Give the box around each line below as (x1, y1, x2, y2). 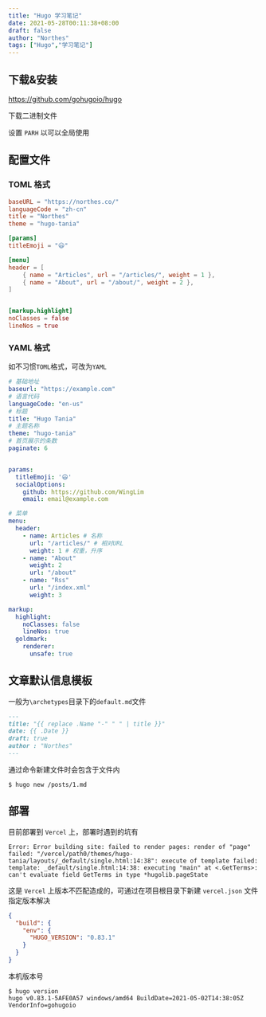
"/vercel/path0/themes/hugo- (37, 850, 134, 858)
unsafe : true (29, 650, 73, 658)
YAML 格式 (8, 342, 50, 353)
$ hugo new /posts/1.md (8, 780, 88, 788)
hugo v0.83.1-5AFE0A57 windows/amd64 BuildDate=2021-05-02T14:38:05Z (8, 994, 244, 1002)
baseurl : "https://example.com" (8, 385, 115, 393)
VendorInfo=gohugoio (8, 1001, 77, 1009)
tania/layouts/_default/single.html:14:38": (8, 857, 158, 865)
